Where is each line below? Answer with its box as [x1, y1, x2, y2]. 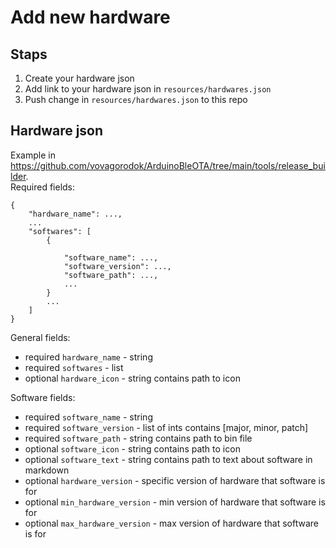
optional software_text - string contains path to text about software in [24, 453, 313, 465]
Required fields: [10, 181, 76, 193]
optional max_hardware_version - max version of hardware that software [24, 517, 319, 529]
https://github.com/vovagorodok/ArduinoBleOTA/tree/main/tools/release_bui [10, 159, 326, 171]
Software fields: [10, 391, 76, 403]
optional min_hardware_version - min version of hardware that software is [24, 496, 326, 508]
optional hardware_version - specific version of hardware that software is [24, 474, 326, 486]
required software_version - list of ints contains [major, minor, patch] [24, 421, 309, 433]
